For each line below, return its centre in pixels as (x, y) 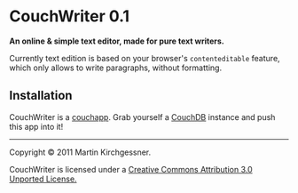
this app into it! (36, 126)
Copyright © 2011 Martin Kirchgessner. (80, 152)
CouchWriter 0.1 (70, 16)
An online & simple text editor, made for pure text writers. (117, 41)
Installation (41, 96)
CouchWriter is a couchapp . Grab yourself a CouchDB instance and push (142, 117)
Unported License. (43, 179)
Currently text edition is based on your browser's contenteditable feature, (145, 58)
